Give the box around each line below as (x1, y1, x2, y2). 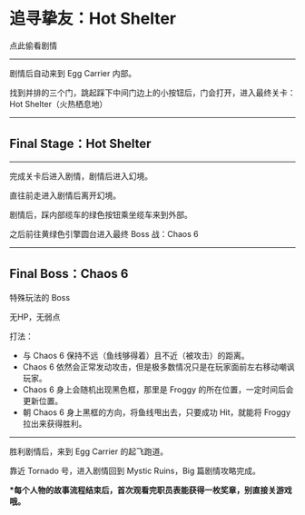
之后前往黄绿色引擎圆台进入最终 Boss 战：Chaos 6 (9, 228, 199, 239)
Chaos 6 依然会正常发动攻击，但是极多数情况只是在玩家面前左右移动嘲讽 (22, 361, 295, 372)
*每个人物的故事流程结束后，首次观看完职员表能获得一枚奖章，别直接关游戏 (9, 484, 292, 495)
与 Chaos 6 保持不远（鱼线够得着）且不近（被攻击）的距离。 (22, 350, 250, 361)
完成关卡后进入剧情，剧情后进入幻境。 (9, 170, 152, 182)
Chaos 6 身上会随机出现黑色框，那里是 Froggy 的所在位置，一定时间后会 (22, 383, 294, 395)
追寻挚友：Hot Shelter (9, 8, 177, 29)
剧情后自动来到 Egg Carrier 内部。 (9, 67, 137, 78)
